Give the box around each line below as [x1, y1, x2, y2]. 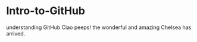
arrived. [6, 30, 26, 37]
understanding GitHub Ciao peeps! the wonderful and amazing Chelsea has [6, 24, 192, 31]
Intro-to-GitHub [6, 4, 85, 18]
